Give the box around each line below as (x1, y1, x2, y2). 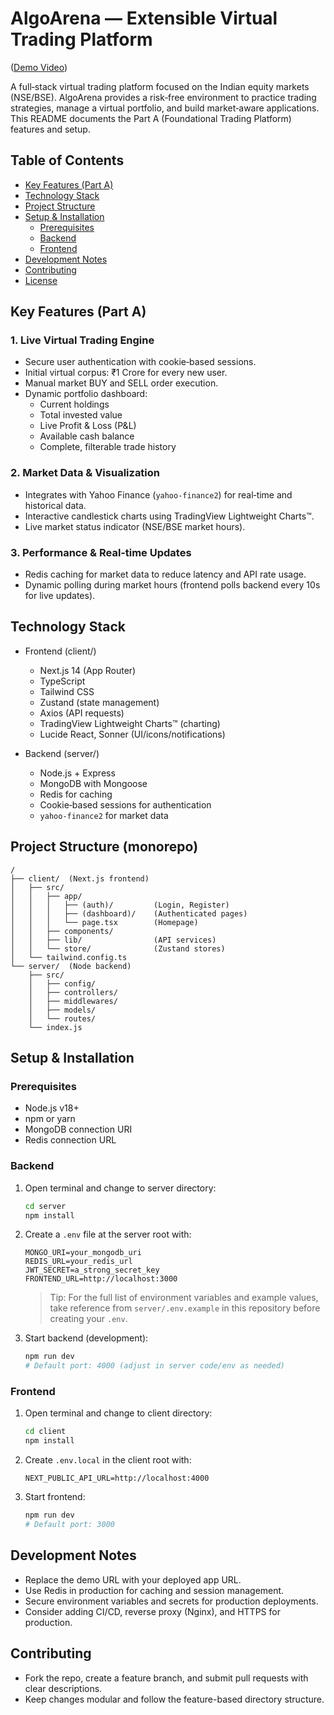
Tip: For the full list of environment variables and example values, (49, 1292, 319, 1304)
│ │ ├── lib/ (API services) (10, 935, 217, 945)
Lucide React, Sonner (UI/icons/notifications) (39, 728, 226, 740)
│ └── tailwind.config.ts (10, 952, 128, 962)
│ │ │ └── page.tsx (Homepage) (10, 917, 199, 927)
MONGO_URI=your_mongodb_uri (24, 1248, 142, 1258)
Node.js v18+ (24, 1102, 80, 1114)
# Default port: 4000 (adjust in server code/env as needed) (24, 1361, 286, 1371)
